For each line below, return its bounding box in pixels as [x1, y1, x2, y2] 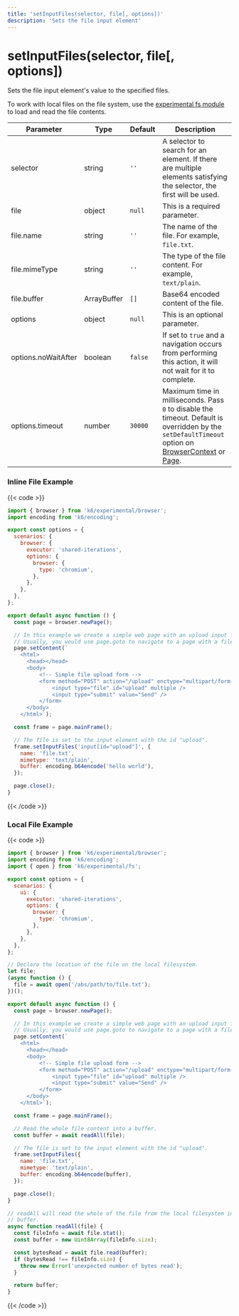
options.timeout [11, 421, 64, 431]
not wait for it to [162, 366, 215, 376]
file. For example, [162, 230, 220, 240]
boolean [84, 353, 112, 363]
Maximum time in [162, 386, 220, 396]
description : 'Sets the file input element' [7, 17, 142, 24]
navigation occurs [162, 339, 223, 349]
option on [162, 438, 194, 448]
